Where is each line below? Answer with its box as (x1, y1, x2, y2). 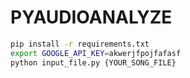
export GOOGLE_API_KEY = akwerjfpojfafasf (10, 48, 182, 58)
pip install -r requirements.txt (10, 39, 150, 49)
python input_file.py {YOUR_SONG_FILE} (10, 57, 177, 68)
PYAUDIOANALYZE (10, 6, 173, 29)
